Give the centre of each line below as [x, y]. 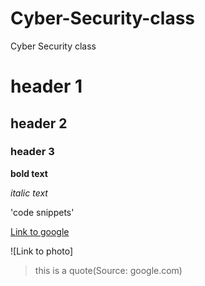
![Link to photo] [42, 251]
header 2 [39, 123]
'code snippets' [42, 212]
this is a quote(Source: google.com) [108, 270]
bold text [29, 173]
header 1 [46, 86]
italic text [29, 193]
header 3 [32, 152]
